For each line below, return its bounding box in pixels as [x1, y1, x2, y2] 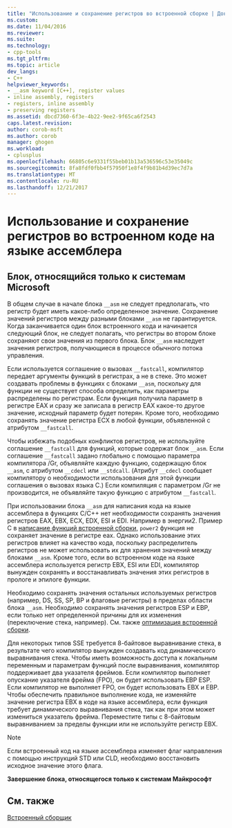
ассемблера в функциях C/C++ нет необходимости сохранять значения [7, 510, 221, 518]
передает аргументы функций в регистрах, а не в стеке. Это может [7, 372, 207, 381]
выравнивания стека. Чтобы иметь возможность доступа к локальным [7, 654, 217, 662]
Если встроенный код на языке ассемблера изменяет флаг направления [7, 747, 222, 755]
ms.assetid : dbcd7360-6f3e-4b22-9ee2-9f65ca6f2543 [7, 113, 156, 120]
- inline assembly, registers [7, 94, 95, 101]
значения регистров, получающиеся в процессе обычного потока [7, 344, 203, 352]
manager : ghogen [7, 139, 54, 146]
